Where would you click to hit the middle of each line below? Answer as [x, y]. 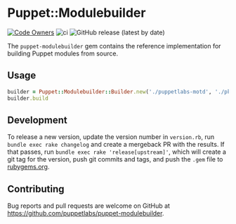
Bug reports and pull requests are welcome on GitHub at [89, 206]
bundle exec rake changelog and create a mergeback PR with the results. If [116, 145]
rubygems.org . [28, 167]
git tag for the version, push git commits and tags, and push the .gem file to [115, 159]
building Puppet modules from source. [63, 53]
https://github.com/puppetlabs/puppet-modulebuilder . [86, 213]
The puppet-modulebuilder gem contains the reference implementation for [114, 46]
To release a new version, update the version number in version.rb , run [111, 137]
